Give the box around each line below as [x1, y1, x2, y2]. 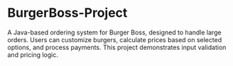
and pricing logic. [7, 51, 58, 59]
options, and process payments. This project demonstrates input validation [7, 43, 227, 51]
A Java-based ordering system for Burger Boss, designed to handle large [7, 28, 222, 37]
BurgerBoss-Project [7, 5, 128, 21]
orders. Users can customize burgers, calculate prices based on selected [7, 35, 222, 44]
